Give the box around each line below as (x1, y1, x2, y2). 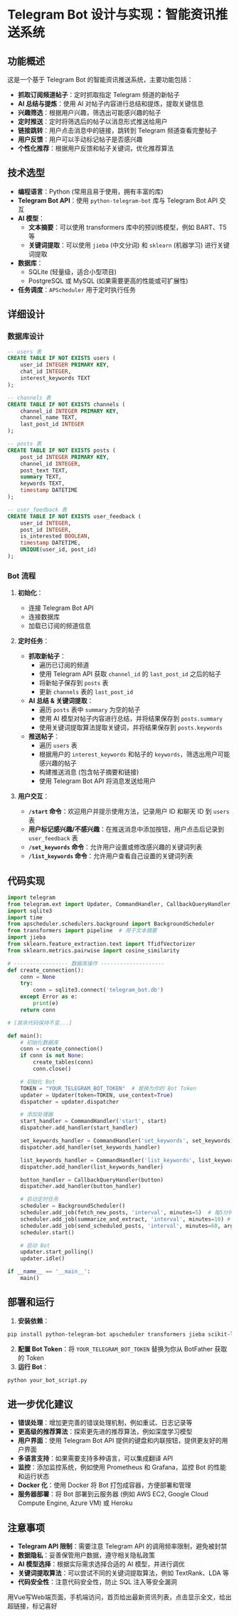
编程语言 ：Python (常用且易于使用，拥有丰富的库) (17, 187, 164, 196)
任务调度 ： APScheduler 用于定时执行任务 (17, 285, 137, 293)
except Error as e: (20, 993, 78, 1000)
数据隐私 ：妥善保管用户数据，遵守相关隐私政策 (17, 1551, 155, 1560)
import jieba (7, 934, 46, 941)
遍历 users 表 (38, 741, 78, 750)
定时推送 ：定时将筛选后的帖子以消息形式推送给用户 (17, 117, 168, 126)
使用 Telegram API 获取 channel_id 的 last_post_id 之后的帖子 (38, 670, 222, 678)
